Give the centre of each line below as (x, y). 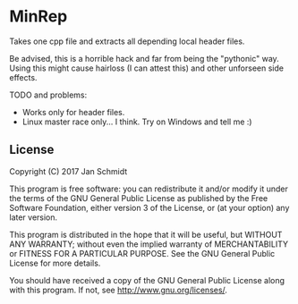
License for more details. (55, 263)
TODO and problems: (48, 95)
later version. (34, 217)
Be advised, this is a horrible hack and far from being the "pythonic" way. (144, 58)
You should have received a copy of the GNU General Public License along (147, 280)
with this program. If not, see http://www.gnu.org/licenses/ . (119, 290)
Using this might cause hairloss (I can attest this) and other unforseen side (147, 68)
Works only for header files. (73, 112)
